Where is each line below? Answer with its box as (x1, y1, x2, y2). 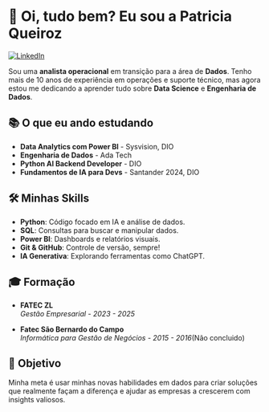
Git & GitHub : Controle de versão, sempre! (19, 243, 161, 252)
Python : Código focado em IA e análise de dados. (19, 217, 185, 226)
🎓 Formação (8, 275, 75, 288)
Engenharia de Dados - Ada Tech (19, 150, 132, 160)
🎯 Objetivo (8, 357, 62, 370)
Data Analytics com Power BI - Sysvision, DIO (19, 141, 174, 151)
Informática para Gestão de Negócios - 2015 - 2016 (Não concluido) (19, 333, 245, 343)
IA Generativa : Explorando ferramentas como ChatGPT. (19, 251, 206, 260)
